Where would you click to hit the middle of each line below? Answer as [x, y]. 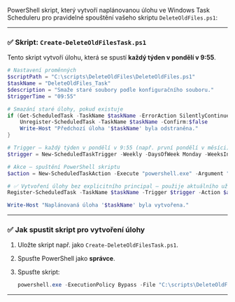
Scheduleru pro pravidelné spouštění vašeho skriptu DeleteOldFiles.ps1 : [113, 18]
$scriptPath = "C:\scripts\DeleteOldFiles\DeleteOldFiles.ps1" [101, 77]
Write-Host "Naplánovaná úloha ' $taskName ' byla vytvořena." [98, 205]
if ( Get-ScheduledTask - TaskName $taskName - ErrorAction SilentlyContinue [119, 116]
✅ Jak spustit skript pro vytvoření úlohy [76, 230]
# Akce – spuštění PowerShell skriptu [64, 167]
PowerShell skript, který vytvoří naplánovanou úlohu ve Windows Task [108, 10]
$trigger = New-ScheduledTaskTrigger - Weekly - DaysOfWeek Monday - [108, 154]
